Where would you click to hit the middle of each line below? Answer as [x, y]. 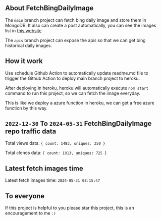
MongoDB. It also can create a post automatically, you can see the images [81, 25]
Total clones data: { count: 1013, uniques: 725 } [56, 153]
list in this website [24, 30]
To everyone [25, 196]
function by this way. [27, 108]
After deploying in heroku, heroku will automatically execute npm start [77, 88]
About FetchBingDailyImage [50, 8]
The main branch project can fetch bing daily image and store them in [76, 20]
